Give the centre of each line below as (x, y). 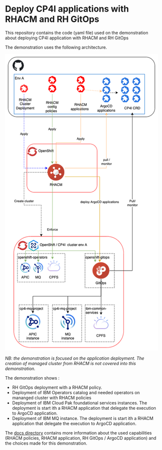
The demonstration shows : (32, 378)
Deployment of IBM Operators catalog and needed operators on (76, 393)
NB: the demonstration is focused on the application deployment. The (75, 358)
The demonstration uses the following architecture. (56, 47)
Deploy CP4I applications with (67, 9)
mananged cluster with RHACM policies (52, 398)
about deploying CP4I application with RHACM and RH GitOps (67, 38)
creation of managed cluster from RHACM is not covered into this (71, 364)
